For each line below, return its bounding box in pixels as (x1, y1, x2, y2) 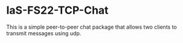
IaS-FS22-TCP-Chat (6, 4, 109, 17)
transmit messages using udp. (6, 29, 82, 36)
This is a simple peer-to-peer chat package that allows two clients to (6, 23, 177, 30)
